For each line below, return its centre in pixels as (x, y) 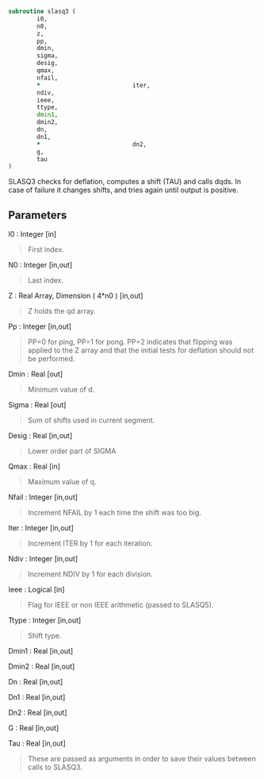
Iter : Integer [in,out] (41, 528)
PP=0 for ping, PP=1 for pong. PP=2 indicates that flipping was (130, 342)
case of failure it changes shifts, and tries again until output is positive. (124, 190)
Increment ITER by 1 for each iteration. (90, 543)
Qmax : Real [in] (34, 467)
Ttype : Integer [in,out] (45, 620)
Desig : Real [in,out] (40, 436)
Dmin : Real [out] (36, 374)
